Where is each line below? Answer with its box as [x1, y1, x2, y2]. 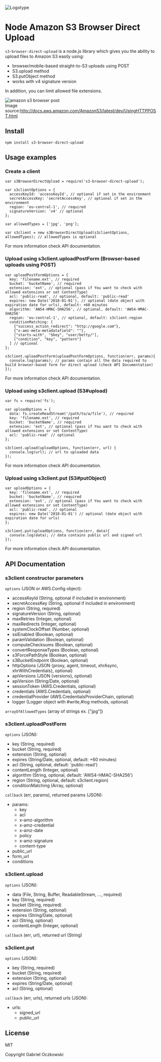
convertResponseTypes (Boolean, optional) [12, 647, 99, 653]
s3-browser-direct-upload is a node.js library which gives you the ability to [5, 48, 155, 54]
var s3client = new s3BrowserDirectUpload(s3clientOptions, [5, 230, 130, 235]
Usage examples [5, 153, 57, 162]
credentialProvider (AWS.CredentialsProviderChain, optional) [12, 694, 134, 700]
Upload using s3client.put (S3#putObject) [5, 474, 107, 481]
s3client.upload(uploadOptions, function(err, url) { [5, 446, 117, 450]
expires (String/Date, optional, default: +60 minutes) [12, 757, 117, 763]
